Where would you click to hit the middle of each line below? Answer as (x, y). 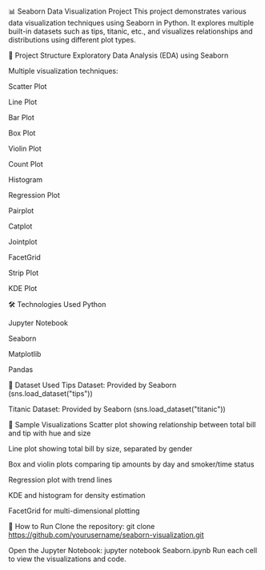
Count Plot (26, 164)
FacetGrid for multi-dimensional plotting (74, 511)
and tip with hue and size (50, 433)
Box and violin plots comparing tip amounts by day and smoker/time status (131, 464)
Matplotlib (25, 354)
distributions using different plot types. (72, 40)
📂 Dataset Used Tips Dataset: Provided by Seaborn (92, 385)
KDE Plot (23, 288)
